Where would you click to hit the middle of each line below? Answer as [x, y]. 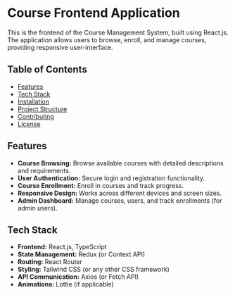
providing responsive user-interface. [60, 47]
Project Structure [42, 109]
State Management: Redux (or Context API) [81, 254]
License [29, 124]
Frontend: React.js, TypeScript [62, 247]
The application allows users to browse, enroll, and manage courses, [107, 39]
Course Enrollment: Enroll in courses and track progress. [101, 185]
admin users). [37, 208]
